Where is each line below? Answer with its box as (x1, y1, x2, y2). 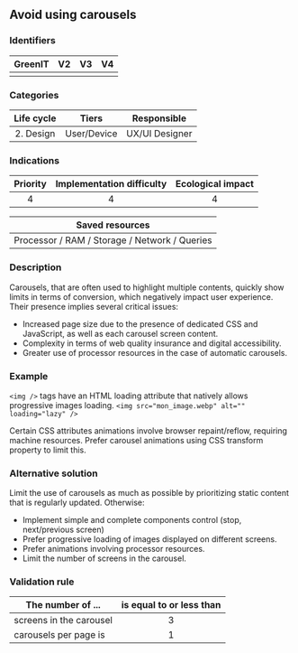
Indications (9, 154, 60, 166)
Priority (14, 178, 47, 191)
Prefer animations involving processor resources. (22, 544, 205, 555)
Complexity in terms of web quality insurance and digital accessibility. (22, 338, 282, 349)
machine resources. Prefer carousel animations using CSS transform (9, 434, 264, 445)
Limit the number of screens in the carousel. (22, 553, 187, 564)
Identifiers (9, 34, 56, 47)
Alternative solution (9, 467, 98, 480)
